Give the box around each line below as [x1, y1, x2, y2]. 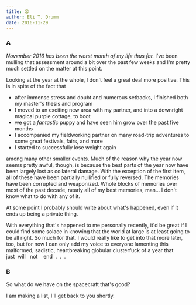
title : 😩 [6, 8, 29, 15]
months [14, 125, 33, 132]
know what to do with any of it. [6, 192, 81, 200]
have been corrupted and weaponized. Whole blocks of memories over [6, 180, 178, 187]
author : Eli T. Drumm [6, 14, 59, 20]
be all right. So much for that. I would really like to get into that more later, [6, 234, 183, 241]
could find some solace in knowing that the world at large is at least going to [6, 227, 190, 235]
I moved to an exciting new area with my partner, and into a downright [14, 106, 183, 113]
